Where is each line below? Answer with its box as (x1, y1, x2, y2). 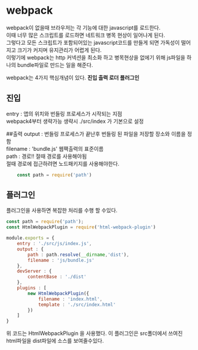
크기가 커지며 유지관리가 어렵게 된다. (17, 46, 102, 54)
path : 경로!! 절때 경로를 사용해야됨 (6, 153, 87, 160)
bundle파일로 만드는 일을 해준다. (17, 61, 94, 69)
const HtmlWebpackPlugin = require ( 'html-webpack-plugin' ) (6, 224, 156, 230)
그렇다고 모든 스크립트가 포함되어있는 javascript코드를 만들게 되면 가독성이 (6, 39, 180, 46)
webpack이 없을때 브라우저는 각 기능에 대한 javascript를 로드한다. (6, 24, 161, 31)
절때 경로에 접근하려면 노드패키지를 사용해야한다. (6, 160, 120, 167)
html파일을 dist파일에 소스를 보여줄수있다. (6, 337, 104, 345)
